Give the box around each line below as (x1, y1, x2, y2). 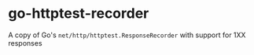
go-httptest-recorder (8, 5, 149, 22)
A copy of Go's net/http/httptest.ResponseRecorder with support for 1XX (8, 30, 246, 40)
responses (8, 38, 42, 47)
